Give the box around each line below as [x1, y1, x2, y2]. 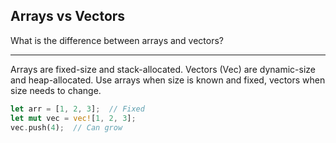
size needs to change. [10, 84, 102, 96]
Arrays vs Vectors [10, 8, 126, 25]
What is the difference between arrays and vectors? [10, 34, 225, 46]
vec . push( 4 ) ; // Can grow [10, 122, 123, 133]
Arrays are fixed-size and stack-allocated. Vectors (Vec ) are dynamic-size [10, 63, 316, 75]
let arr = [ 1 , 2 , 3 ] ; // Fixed [10, 104, 145, 114]
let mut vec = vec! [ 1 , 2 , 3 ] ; [10, 113, 137, 123]
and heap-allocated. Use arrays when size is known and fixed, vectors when [10, 74, 326, 86]
